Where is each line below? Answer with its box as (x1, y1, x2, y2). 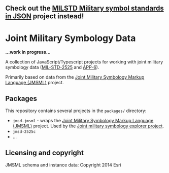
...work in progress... (5, 49, 51, 55)
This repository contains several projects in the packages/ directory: (5, 108, 147, 114)
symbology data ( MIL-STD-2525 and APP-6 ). (5, 64, 99, 71)
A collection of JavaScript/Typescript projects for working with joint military (5, 59, 163, 65)
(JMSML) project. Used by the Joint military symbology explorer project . (12, 123, 164, 129)
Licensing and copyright (5, 148, 84, 157)
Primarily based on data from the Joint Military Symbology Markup (5, 74, 145, 80)
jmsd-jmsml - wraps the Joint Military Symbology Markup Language (12, 118, 154, 124)
